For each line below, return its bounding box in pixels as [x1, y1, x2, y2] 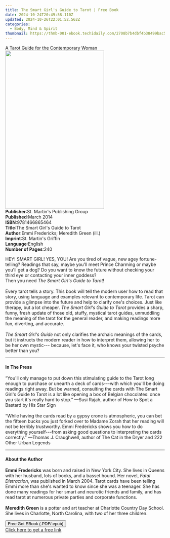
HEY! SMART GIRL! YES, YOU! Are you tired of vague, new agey [5, 256, 139, 262]
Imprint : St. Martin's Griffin [5, 236, 61, 241]
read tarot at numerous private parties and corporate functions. [5, 494, 138, 501]
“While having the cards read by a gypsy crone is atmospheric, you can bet [5, 413, 162, 419]
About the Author [5, 456, 43, 462]
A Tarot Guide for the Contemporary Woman [5, 45, 98, 51]
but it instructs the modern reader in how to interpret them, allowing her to [5, 337, 160, 342]
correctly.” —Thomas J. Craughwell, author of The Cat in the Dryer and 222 [5, 434, 163, 441]
